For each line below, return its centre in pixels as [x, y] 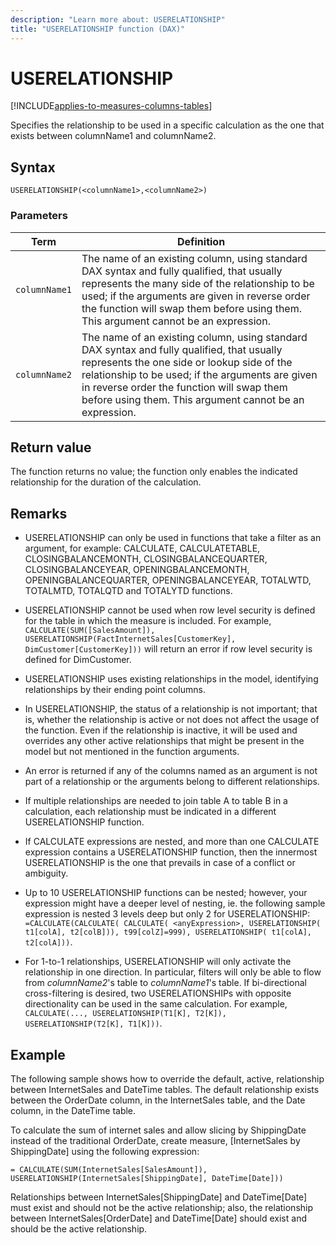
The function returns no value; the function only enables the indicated [154, 472]
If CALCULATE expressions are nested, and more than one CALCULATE [172, 842]
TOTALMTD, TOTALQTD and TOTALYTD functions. [128, 591]
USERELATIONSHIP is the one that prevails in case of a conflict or [160, 863]
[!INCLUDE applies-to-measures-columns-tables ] [111, 106]
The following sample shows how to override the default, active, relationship [167, 1078]
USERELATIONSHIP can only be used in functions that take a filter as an [173, 538]
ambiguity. [46, 873]
